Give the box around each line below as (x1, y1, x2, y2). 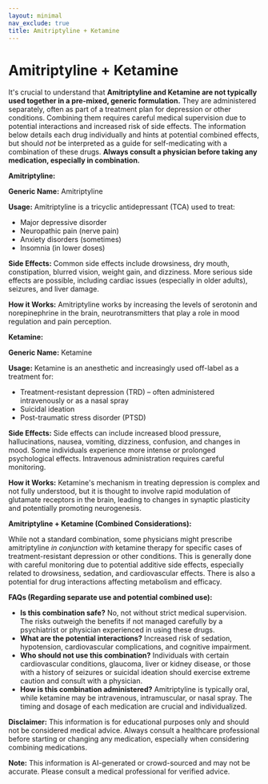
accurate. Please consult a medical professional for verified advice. (8, 766, 230, 777)
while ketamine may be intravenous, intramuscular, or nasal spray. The (19, 694, 253, 703)
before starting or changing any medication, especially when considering (8, 734, 250, 744)
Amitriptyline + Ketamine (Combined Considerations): (8, 519, 192, 529)
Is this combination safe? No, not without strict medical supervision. (19, 608, 247, 617)
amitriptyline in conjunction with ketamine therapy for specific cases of (8, 543, 242, 553)
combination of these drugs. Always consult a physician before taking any (8, 147, 258, 157)
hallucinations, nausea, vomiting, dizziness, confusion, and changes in (8, 437, 241, 447)
